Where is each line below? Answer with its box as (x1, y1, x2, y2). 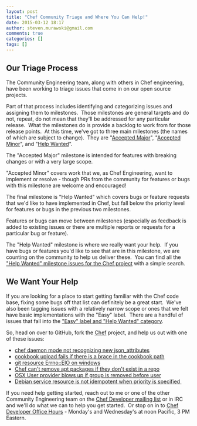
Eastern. (6, 414, 26, 421)
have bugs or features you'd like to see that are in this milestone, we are (6, 247, 180, 254)
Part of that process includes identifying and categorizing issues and (6, 102, 173, 109)
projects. (6, 91, 28, 98)
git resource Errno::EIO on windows (14, 359, 101, 366)
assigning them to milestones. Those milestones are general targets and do (6, 109, 189, 116)
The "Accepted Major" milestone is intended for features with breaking (6, 151, 177, 159)
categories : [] (6, 36, 43, 42)
